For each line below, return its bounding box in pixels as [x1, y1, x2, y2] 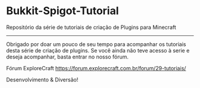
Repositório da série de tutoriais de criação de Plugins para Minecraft [6, 24, 177, 31]
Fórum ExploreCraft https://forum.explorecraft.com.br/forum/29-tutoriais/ [6, 64, 186, 71]
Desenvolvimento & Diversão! [6, 76, 79, 83]
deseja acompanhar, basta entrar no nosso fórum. [6, 53, 129, 60]
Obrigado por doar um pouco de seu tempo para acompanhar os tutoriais [6, 40, 186, 48]
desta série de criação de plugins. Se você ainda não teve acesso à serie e [6, 47, 190, 54]
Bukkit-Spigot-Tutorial [6, 4, 119, 18]
